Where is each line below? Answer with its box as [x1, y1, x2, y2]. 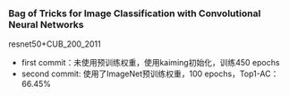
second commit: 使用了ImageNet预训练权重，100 [21, 68, 203, 79]
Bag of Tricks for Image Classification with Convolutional [8, 7, 261, 20]
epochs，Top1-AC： [204, 68, 279, 79]
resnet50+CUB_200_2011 [8, 39, 101, 49]
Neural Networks [8, 18, 84, 31]
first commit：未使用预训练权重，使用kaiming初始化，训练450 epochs [21, 57, 280, 68]
